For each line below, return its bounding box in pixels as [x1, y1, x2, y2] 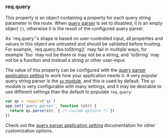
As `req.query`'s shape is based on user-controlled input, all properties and [5, 35, 163, 41]
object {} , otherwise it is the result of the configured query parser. [5, 26, 144, 32]
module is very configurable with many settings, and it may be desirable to [5, 83, 162, 89]
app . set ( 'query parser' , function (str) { [5, 103, 97, 109]
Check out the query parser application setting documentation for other [5, 122, 155, 128]
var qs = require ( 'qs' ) [5, 99, 56, 104]
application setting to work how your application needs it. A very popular [5, 73, 158, 79]
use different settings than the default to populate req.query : [5, 89, 132, 95]
